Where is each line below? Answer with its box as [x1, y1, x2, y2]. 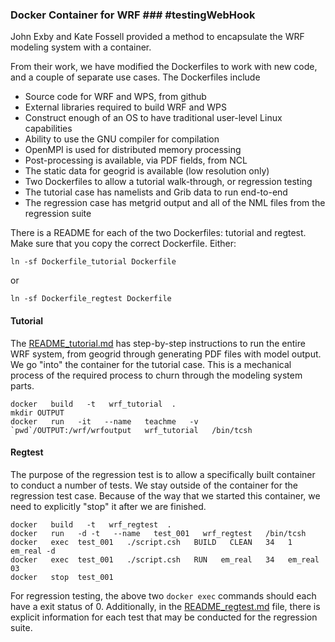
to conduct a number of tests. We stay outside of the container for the [10, 479, 298, 491]
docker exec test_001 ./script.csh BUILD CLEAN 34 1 [10, 537, 293, 547]
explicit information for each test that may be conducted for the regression [10, 611, 318, 623]
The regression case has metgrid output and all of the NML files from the [24, 197, 326, 209]
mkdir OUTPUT [10, 408, 65, 418]
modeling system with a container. [10, 41, 152, 53]
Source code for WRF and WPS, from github [24, 91, 207, 103]
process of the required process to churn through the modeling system [10, 369, 303, 381]
